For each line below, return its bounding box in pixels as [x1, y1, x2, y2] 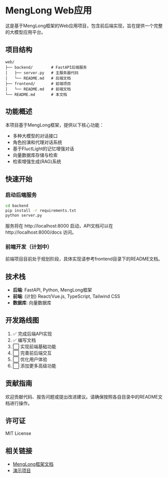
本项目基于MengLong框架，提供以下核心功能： [5, 121, 104, 128]
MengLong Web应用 [5, 5, 92, 16]
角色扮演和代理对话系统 [12, 139, 62, 145]
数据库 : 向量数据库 [12, 299, 52, 305]
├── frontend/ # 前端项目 [5, 81, 71, 86]
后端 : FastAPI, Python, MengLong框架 [12, 286, 92, 293]
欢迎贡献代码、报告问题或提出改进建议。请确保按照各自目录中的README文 [5, 393, 163, 400]
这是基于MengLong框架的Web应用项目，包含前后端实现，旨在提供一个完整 [5, 23, 163, 29]
